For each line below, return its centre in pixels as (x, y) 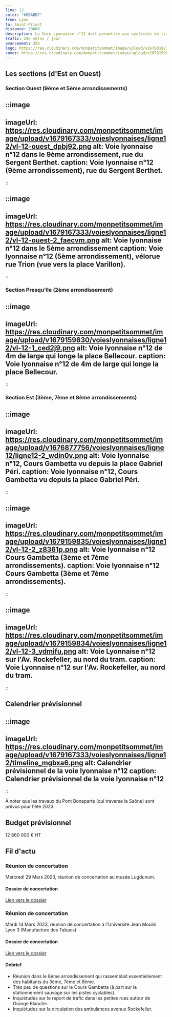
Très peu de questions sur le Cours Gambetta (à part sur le (75, 987)
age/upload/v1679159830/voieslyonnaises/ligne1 (86, 340)
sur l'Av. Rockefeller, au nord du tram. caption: (81, 659)
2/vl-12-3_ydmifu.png (41, 652)
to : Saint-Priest (24, 24)
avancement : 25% (23, 44)
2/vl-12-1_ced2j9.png (40, 348)
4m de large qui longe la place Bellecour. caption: (85, 356)
